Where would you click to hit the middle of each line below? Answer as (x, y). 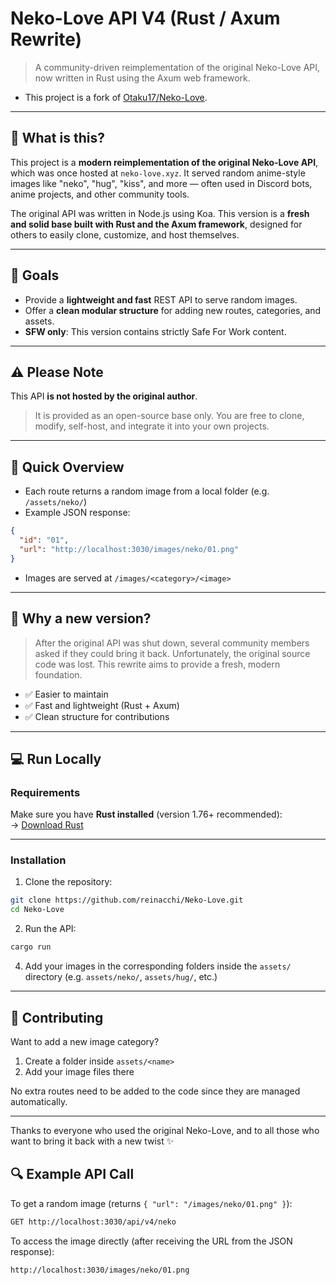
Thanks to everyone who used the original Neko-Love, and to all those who (165, 1130)
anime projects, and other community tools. (100, 194)
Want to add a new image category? (85, 1041)
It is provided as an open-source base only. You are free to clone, (169, 416)
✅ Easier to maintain (66, 694)
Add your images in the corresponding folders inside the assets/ (158, 966)
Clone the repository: (68, 882)
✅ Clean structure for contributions (97, 716)
